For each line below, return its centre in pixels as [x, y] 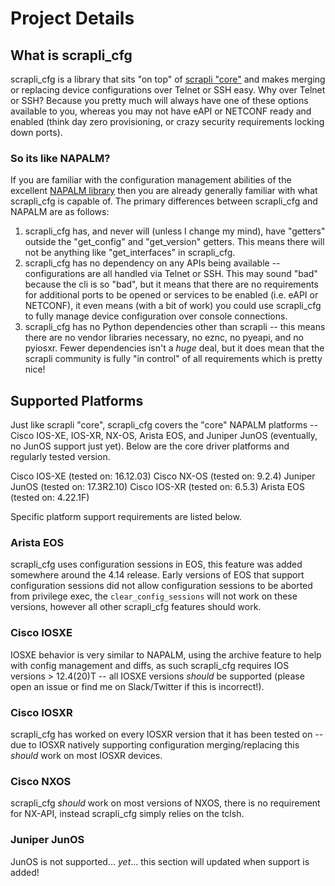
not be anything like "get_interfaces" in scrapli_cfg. [130, 253]
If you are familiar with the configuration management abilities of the [151, 180]
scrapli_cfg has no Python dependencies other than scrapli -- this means [175, 327]
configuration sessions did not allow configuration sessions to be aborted [161, 586]
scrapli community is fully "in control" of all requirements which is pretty [173, 359]
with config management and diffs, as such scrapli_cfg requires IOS [150, 665]
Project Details [72, 18]
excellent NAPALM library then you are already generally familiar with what [164, 191]
